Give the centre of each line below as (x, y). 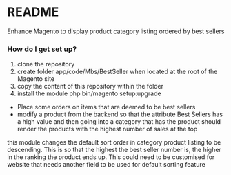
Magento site (36, 79)
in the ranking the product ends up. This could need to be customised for (111, 157)
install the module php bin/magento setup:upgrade (89, 93)
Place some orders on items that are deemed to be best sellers (106, 107)
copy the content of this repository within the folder (90, 86)
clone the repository (46, 64)
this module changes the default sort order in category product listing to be (114, 142)
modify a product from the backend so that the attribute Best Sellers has (120, 114)
